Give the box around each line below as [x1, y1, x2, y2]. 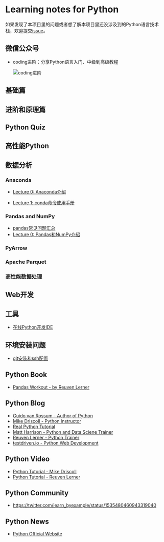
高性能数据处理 [5, 273, 42, 280]
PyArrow [5, 245, 28, 252]
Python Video [5, 455, 50, 463]
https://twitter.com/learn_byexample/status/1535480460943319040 [12, 502, 157, 509]
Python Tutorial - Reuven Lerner [12, 474, 81, 480]
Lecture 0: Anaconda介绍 [12, 189, 66, 195]
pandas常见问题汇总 [12, 225, 56, 231]
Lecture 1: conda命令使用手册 [12, 200, 75, 206]
